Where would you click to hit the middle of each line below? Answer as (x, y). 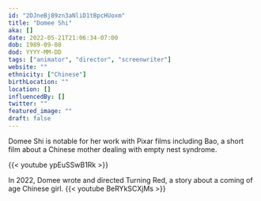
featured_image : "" (40, 112)
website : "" (28, 67)
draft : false (30, 119)
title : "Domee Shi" (40, 23)
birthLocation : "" (38, 82)
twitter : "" (28, 104)
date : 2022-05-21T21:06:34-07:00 (63, 38)
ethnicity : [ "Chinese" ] (47, 74)
